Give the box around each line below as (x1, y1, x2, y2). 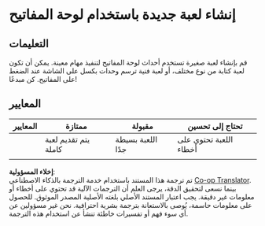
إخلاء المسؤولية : (9, 167, 56, 176)
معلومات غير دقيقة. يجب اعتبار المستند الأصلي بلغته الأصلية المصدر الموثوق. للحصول (9, 191, 255, 202)
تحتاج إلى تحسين (187, 120, 243, 132)
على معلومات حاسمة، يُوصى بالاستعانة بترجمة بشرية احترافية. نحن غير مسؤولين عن (9, 200, 252, 209)
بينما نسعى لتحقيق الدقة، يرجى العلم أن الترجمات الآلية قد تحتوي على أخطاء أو (9, 183, 237, 193)
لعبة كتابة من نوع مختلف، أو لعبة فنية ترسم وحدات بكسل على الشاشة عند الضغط (9, 66, 245, 76)
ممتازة (64, 120, 87, 132)
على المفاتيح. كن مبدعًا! (9, 75, 78, 83)
